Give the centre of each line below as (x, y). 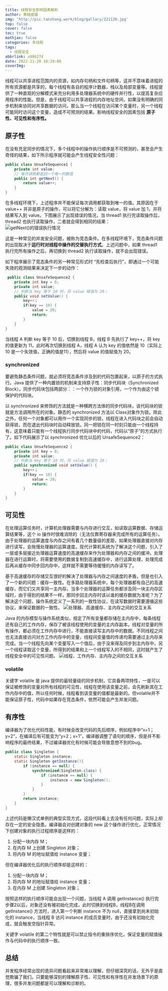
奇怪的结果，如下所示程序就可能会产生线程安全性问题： (62, 155)
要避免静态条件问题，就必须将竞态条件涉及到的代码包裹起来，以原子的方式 (82, 376)
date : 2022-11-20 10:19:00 (33, 61)
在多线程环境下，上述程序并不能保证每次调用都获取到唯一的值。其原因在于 (82, 203)
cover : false (19, 29)
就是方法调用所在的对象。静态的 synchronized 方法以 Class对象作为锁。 (79, 412)
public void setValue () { (41, 296)
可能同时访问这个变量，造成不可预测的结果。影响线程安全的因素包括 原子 (80, 112)
